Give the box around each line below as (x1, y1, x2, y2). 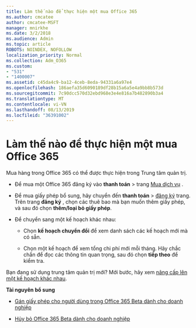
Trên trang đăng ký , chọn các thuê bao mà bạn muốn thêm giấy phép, (14, 198, 185, 205)
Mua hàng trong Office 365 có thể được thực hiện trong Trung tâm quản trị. (6, 170, 187, 177)
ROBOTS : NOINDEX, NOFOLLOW (6, 47, 72, 53)
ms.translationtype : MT (6, 96, 64, 102)
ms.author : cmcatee (6, 14, 54, 20)
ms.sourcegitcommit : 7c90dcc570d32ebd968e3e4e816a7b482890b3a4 (6, 90, 164, 96)
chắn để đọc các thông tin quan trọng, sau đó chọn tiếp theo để (23, 251, 178, 258)
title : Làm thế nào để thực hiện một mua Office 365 (6, 8, 137, 15)
